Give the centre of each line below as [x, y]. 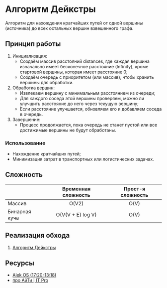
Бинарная [19, 211]
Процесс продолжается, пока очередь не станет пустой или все [88, 125]
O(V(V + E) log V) [76, 214]
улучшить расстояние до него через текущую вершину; [79, 104]
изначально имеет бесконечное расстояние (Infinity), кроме [84, 66]
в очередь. [31, 114]
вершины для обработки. [46, 82]
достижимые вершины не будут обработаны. [68, 130]
